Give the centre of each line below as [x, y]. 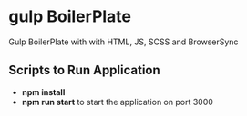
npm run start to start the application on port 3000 [117, 101]
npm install [43, 92]
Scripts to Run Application [84, 70]
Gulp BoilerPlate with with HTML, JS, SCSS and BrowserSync [123, 42]
